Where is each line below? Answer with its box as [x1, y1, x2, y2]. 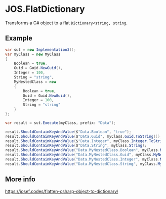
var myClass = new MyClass [5, 52, 61, 57]
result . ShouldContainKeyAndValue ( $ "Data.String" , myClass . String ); [5, 143, 147, 148]
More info [5, 175, 36, 184]
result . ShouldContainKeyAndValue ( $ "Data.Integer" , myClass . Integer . [5, 138, 149, 144]
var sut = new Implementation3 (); [5, 47, 77, 52]
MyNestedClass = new [14, 79, 56, 84]
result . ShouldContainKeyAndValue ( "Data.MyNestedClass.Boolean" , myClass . [5, 148, 161, 153]
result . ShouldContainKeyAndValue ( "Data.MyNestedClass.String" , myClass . [5, 161, 158, 166]
